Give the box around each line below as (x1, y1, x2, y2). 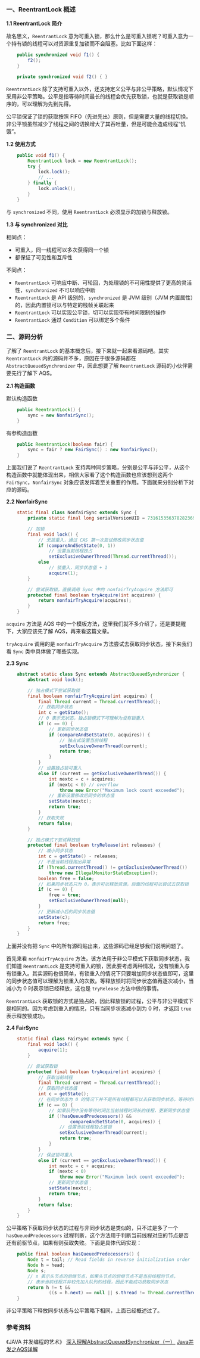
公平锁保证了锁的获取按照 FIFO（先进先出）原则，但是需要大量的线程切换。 (6, 113, 192, 120)
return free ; (37, 919, 70, 926)
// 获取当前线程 (37, 1074, 73, 1080)
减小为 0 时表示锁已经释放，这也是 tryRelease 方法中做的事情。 (6, 985, 162, 992)
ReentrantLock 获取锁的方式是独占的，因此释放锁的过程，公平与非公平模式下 (6, 997, 194, 1005)
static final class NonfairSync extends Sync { (17, 509, 137, 516)
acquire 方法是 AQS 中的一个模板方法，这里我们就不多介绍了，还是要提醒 (6, 620, 186, 627)
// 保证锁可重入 (37, 1152, 73, 1158)
